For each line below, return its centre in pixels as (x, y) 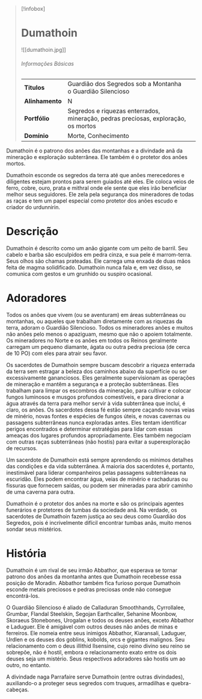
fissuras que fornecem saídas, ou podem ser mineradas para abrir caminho (99, 486)
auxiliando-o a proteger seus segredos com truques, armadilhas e (88, 683)
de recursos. (22, 448)
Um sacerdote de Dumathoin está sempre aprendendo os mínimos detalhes (100, 460)
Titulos (34, 88)
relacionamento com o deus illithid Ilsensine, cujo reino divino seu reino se (98, 646)
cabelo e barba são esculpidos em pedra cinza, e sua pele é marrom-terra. (99, 255)
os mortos (82, 126)
